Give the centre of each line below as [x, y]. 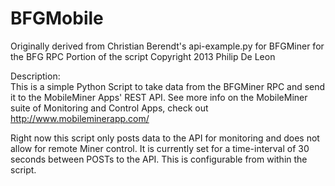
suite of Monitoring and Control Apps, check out [109, 108]
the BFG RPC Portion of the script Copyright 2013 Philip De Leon [143, 56]
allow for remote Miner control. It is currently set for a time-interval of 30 [160, 148]
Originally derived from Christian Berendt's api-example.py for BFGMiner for [167, 46]
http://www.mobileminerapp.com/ [80, 118]
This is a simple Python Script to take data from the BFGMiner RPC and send [168, 86]
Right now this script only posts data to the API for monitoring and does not [165, 138]
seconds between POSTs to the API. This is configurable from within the [159, 159]
